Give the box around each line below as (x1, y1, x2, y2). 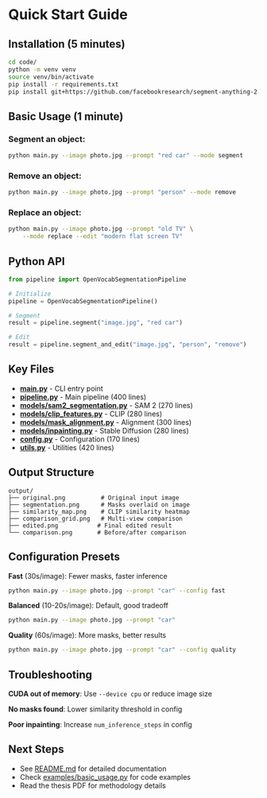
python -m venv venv (8, 65, 77, 73)
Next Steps (8, 742, 64, 756)
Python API (8, 254, 65, 268)
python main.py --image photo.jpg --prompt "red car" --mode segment (8, 152, 244, 160)
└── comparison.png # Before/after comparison (8, 528, 187, 537)
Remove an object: (8, 170, 82, 181)
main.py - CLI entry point (19, 384, 103, 393)
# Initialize (8, 290, 52, 298)
